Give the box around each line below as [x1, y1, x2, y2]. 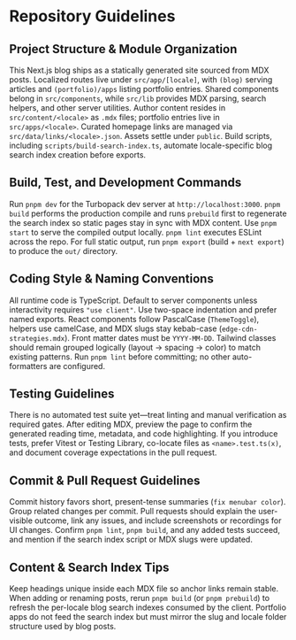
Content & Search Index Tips [9, 559, 170, 574]
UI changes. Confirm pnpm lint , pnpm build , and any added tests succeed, [9, 525, 281, 536]
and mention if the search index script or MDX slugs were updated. [9, 534, 254, 545]
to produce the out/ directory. [9, 245, 118, 256]
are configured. [49, 360, 106, 371]
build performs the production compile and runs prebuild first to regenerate [9, 208, 287, 219]
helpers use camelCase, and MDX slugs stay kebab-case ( [9, 323, 223, 334]
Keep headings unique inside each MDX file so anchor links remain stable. [9, 583, 279, 594]
